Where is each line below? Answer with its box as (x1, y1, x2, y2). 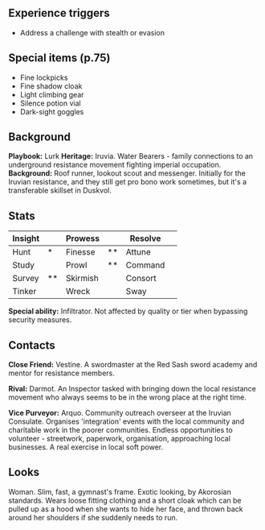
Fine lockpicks (19, 72, 68, 82)
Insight (12, 233, 40, 244)
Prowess (65, 233, 100, 244)
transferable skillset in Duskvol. (8, 185, 112, 196)
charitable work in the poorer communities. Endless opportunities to (8, 425, 233, 435)
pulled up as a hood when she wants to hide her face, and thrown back (8, 503, 243, 514)
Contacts (8, 338, 56, 352)
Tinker (12, 286, 37, 297)
